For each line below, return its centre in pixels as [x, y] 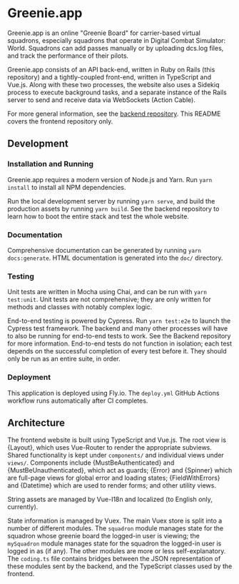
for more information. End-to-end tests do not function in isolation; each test [120, 343]
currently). [23, 507]
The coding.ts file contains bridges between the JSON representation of [114, 559]
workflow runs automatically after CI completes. [78, 401]
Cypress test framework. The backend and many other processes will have [118, 328]
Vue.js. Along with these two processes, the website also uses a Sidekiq [113, 84]
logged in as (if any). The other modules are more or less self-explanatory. [117, 551]
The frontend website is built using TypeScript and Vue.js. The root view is [117, 440]
